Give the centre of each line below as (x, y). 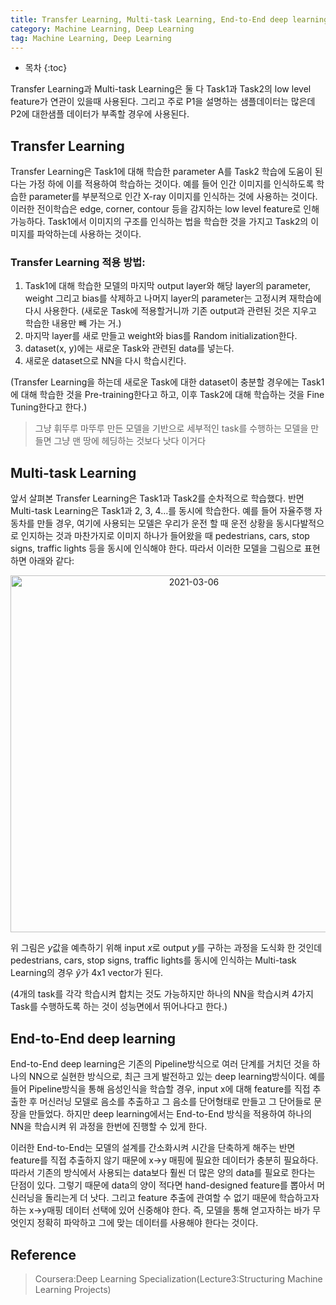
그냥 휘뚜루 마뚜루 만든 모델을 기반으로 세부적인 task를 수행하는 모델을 (171, 428)
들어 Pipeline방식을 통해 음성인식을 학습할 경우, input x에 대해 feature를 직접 (160, 1089)
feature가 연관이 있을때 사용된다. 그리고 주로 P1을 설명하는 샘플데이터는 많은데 (163, 102)
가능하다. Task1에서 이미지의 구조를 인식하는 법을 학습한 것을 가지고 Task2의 (159, 222)
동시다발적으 (300, 523)
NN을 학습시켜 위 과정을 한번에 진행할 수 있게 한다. (109, 1127)
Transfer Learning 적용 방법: (78, 263)
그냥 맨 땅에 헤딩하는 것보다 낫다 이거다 (130, 441)
